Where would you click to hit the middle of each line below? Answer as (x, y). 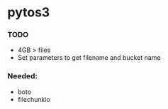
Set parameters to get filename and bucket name (89, 58)
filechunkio (34, 99)
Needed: (22, 76)
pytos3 (29, 12)
